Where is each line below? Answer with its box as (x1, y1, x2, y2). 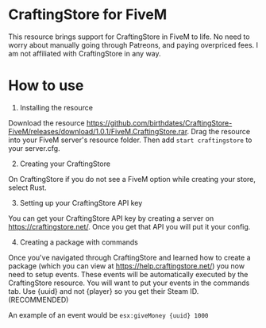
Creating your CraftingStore (19, 159, 111, 168)
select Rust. (8, 183, 47, 192)
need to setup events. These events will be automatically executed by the (8, 269, 249, 279)
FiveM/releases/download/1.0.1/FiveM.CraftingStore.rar (8, 126, 188, 136)
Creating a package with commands (19, 237, 139, 247)
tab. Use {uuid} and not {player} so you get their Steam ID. (8, 286, 199, 295)
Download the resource (8, 118, 85, 128)
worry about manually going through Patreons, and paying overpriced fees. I (8, 40, 259, 49)
